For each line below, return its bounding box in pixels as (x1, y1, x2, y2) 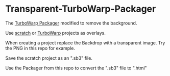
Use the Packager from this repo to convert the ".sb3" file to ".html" (5, 65, 147, 71)
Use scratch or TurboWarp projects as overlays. (5, 30, 106, 36)
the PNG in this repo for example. (5, 45, 76, 51)
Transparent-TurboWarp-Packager (5, 3, 156, 15)
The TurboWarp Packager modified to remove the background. (5, 20, 137, 26)
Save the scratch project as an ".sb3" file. (5, 55, 93, 61)
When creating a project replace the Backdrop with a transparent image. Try (5, 39, 165, 46)
